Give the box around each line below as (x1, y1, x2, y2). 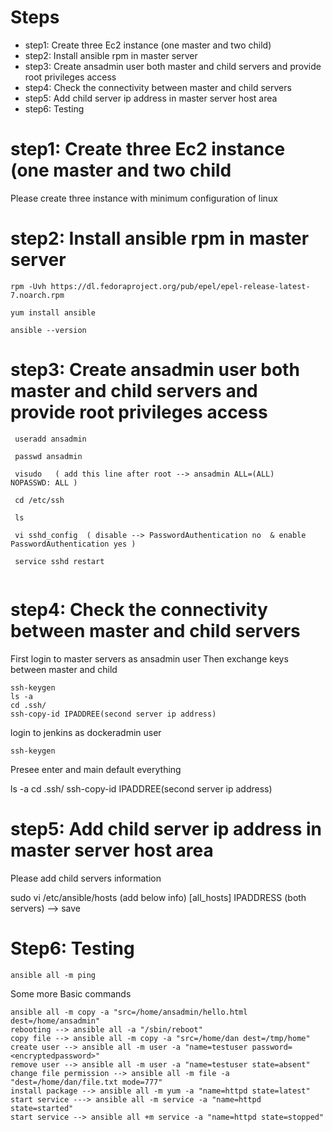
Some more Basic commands (10, 987, 132, 1000)
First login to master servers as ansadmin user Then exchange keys (10, 652, 289, 665)
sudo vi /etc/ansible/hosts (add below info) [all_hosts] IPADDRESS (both (10, 891, 307, 903)
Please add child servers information (10, 872, 162, 884)
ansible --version (10, 325, 87, 335)
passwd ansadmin (14, 451, 83, 461)
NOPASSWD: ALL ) (10, 477, 78, 488)
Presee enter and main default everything (10, 763, 182, 775)
